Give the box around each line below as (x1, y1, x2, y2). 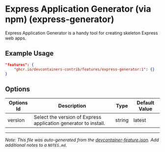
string (115, 117, 129, 124)
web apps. (5, 35, 27, 41)
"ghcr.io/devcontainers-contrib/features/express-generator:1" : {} (14, 67, 155, 72)
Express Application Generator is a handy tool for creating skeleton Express (5, 30, 158, 36)
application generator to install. (33, 120, 106, 127)
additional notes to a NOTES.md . (5, 142, 67, 148)
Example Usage (5, 49, 54, 58)
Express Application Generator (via (5, 3, 151, 15)
